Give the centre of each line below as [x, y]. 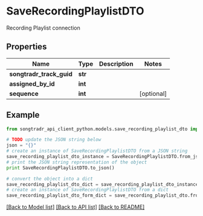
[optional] [153, 94]
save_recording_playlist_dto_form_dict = [59, 195]
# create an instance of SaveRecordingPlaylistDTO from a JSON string [97, 151]
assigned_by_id [32, 84]
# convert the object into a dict [50, 179]
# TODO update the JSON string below [54, 140]
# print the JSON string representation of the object [77, 162]
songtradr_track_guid [41, 74]
